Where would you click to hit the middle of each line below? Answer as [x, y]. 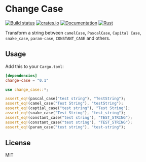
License [18, 143]
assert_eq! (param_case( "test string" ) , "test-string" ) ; [65, 127]
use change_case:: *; [27, 89]
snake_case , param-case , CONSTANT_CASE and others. [58, 38]
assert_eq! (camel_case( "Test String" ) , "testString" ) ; [64, 104]
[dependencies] [21, 76]
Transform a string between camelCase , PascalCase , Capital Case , [73, 33]
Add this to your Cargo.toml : [35, 66]
